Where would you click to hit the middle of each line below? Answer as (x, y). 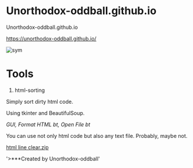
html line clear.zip (27, 147)
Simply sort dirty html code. (40, 101)
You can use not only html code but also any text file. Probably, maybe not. (97, 136)
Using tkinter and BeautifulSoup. (46, 113)
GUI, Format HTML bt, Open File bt (48, 124)
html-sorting (30, 90)
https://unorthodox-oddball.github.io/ (51, 38)
